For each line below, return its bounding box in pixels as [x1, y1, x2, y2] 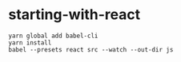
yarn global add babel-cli [8, 32, 99, 40]
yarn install [8, 38, 52, 47]
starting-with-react [8, 6, 141, 24]
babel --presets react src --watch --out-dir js [8, 45, 174, 53]
